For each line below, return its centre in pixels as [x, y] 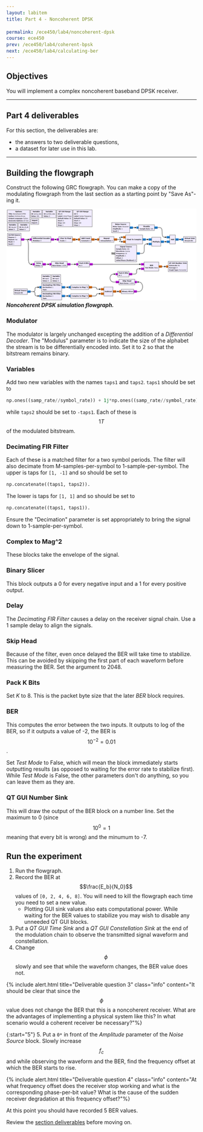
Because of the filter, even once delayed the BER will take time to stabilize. [99, 654]
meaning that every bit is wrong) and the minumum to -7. [77, 837]
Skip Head [22, 641]
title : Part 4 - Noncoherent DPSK [50, 19]
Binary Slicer [26, 571]
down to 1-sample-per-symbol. [45, 526]
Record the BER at [37, 877]
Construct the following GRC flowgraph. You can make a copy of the [91, 188]
